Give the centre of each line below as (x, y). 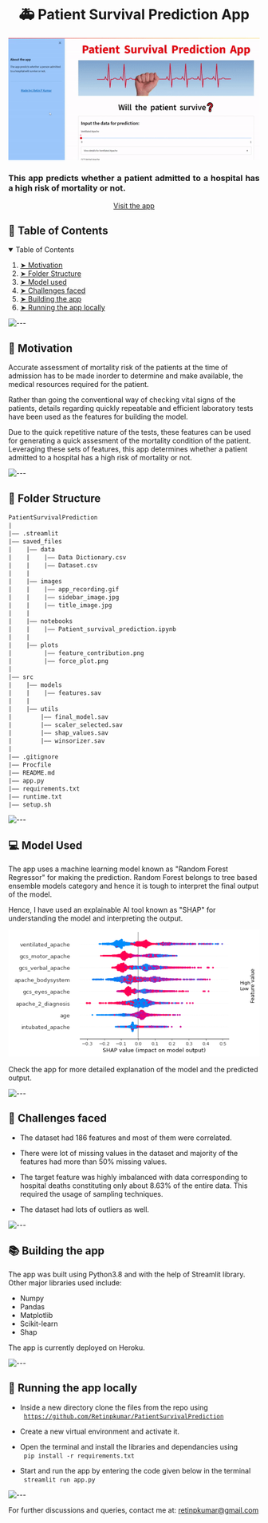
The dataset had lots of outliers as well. (85, 1209)
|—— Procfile (30, 765)
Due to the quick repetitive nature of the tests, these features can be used (130, 432)
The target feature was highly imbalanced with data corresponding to (134, 1177)
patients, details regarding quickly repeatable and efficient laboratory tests (131, 408)
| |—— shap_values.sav (59, 733)
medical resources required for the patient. (79, 385)
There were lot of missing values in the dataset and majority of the (129, 1153)
